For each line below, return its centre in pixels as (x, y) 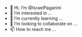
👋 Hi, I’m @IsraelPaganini (35, 8)
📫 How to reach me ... (33, 29)
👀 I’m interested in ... (31, 13)
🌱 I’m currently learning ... (36, 18)
